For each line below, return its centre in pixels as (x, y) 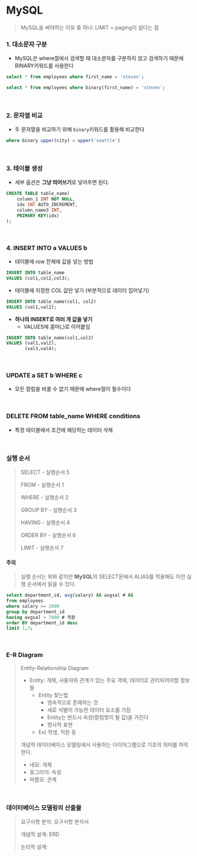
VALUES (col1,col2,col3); (38, 278)
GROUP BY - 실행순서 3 (49, 510)
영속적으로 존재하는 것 (72, 702)
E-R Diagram (25, 655)
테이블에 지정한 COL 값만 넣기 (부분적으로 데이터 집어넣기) (82, 290)
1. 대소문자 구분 (27, 44)
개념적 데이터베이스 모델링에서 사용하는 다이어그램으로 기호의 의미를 (99, 745)
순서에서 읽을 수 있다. (51, 584)
